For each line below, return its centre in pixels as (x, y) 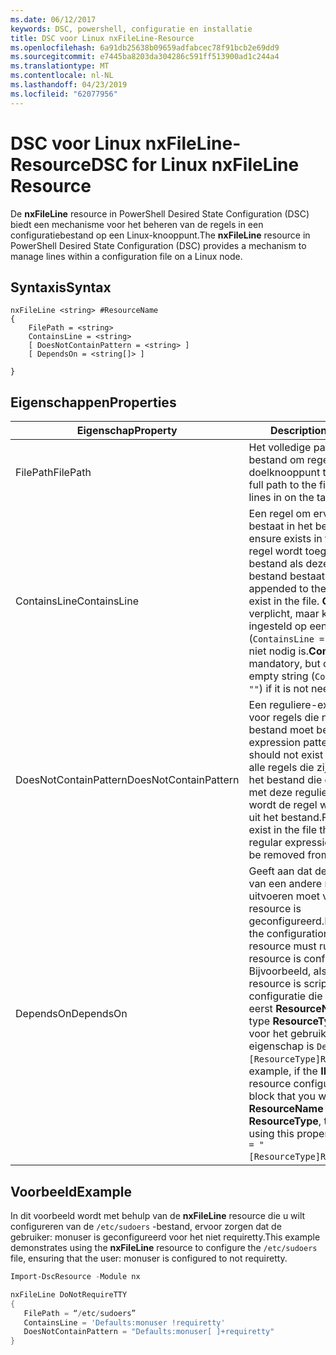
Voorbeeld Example (71, 1191)
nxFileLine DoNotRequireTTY (69, 1294)
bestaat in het (280, 526)
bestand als (276, 564)
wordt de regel (283, 805)
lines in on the (281, 498)
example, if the (283, 1071)
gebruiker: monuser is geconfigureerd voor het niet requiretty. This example (165, 1237)
